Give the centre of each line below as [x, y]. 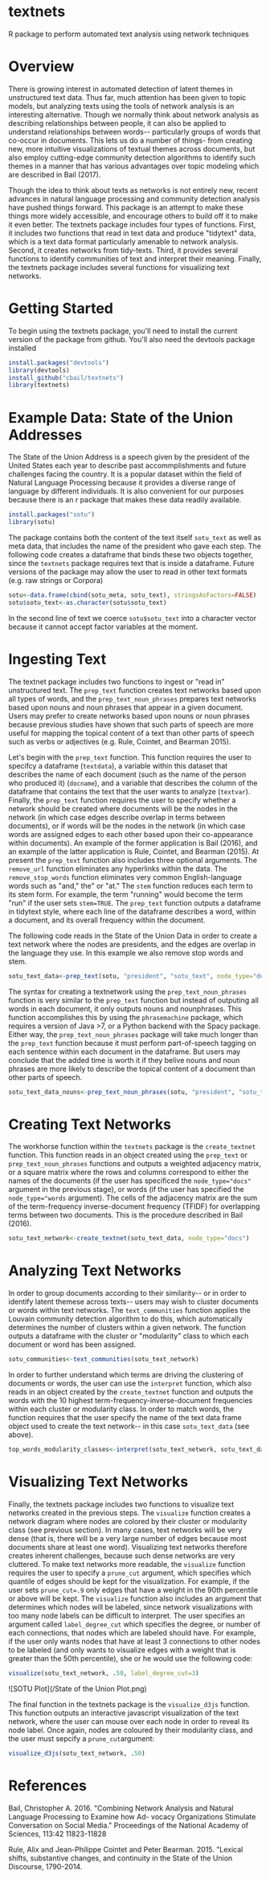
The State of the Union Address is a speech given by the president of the [129, 457]
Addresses [45, 435]
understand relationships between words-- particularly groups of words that [135, 131]
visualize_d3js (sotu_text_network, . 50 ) [77, 1753]
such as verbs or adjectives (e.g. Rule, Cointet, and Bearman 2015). [120, 741]
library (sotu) [32, 523]
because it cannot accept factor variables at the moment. [103, 627]
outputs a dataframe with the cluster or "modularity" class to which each [129, 1336]
